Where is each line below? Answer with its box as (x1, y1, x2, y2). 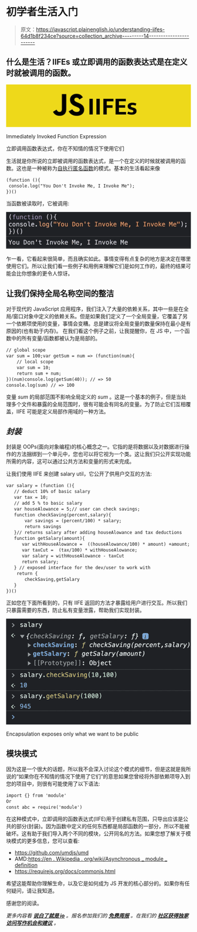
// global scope (6, 347, 46, 353)
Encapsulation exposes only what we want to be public (6, 730, 139, 737)
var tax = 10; (13, 495, 49, 501)
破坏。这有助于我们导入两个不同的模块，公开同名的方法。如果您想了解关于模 (6, 830, 191, 837)
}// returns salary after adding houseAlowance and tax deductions (13, 530, 182, 536)
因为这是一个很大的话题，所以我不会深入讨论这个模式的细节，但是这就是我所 (6, 766, 191, 773)
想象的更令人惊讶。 (26, 270, 73, 277)
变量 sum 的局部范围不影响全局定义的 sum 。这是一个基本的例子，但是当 (6, 393, 182, 400)
